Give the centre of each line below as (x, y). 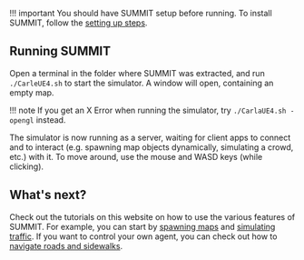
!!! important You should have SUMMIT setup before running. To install (141, 13)
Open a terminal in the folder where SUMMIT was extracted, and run (137, 73)
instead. (51, 120)
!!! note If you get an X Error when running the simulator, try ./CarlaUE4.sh (148, 110)
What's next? (48, 195)
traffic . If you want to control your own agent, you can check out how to (143, 236)
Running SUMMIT (60, 51)
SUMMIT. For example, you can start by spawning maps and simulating (142, 226)
